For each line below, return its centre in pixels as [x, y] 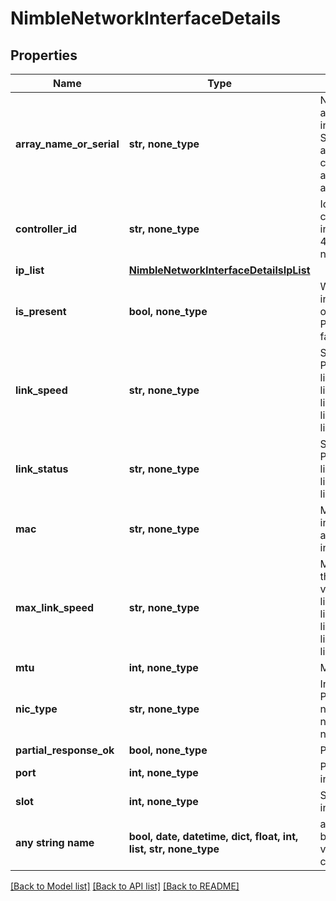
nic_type [36, 709]
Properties [44, 55]
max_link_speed [55, 607]
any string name [55, 842]
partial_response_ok [65, 750]
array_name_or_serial [67, 144]
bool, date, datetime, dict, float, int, [213, 836]
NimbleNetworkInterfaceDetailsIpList [219, 270]
